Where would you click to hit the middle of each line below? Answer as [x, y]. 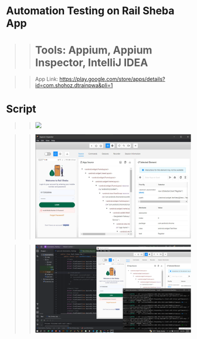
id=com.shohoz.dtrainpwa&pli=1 [74, 85]
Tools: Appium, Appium [94, 50]
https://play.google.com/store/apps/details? [112, 79]
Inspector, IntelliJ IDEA [91, 63]
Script [21, 109]
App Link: [47, 79]
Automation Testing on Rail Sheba [90, 11]
